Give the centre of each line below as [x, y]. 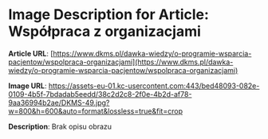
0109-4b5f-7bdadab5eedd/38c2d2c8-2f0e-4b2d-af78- [100, 94]
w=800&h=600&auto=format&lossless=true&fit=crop [96, 111]
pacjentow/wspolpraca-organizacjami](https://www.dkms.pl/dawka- [121, 62]
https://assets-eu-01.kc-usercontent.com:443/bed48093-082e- [154, 86]
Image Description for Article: [109, 15]
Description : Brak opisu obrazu [60, 126]
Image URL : [28, 86]
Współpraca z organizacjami [105, 31]
